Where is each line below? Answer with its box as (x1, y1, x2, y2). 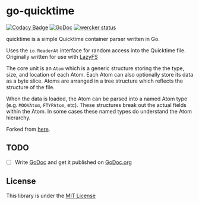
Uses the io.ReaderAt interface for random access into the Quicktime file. (6, 46, 186, 54)
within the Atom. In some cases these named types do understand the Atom (6, 108, 192, 115)
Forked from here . (6, 125, 50, 133)
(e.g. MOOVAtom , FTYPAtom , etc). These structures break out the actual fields (6, 101, 187, 108)
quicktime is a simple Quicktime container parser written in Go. (6, 35, 160, 42)
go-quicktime (6, 4, 75, 18)
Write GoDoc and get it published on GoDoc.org (14, 159, 132, 166)
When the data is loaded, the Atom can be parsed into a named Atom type (6, 95, 188, 102)
